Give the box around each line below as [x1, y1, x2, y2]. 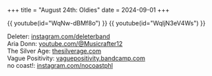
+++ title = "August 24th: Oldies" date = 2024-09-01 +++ [7, 6, 170, 14]
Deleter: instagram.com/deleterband [7, 32, 110, 40]
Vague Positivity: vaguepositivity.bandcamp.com [7, 54, 146, 62]
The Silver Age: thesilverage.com [7, 47, 102, 55]
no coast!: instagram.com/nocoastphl [7, 62, 114, 69]
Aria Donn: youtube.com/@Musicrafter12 [7, 40, 123, 47]
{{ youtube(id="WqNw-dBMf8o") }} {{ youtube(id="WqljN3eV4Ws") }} [7, 19, 206, 27]
